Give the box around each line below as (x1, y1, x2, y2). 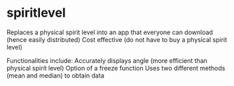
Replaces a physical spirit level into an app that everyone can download (6, 28, 213, 36)
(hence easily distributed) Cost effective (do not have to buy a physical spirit (6, 35, 228, 43)
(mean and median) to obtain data (6, 71, 104, 80)
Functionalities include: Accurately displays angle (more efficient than (6, 56, 208, 64)
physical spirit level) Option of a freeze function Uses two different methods (6, 64, 226, 72)
